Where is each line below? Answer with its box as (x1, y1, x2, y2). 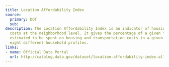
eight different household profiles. (10, 40, 89, 45)
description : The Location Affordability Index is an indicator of (5, 26, 150, 31)
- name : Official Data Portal (5, 49, 69, 54)
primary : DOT (10, 17, 37, 22)
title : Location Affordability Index (5, 7, 84, 13)
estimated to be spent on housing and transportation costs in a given (10, 36, 163, 41)
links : (5, 45, 19, 50)
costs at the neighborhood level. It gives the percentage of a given (10, 31, 161, 36)
